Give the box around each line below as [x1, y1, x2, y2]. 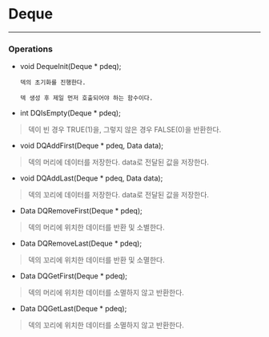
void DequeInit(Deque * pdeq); [19, 62, 122, 71]
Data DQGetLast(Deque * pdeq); [19, 304, 127, 314]
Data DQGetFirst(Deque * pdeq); [19, 271, 128, 281]
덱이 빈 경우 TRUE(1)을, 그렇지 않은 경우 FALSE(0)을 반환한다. [27, 125, 222, 135]
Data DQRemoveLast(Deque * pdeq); [19, 238, 143, 249]
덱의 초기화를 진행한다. [19, 79, 86, 87]
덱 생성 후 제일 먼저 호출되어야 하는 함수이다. [19, 94, 154, 103]
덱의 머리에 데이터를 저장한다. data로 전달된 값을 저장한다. [27, 157, 210, 167]
